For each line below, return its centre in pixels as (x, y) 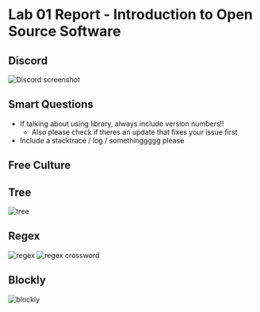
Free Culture (40, 165)
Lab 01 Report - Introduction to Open (131, 15)
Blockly (27, 280)
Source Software (65, 31)
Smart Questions (51, 105)
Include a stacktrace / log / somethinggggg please (102, 140)
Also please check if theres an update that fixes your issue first (134, 131)
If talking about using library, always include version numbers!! (122, 124)
